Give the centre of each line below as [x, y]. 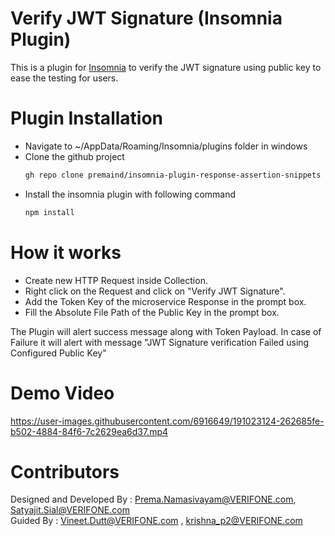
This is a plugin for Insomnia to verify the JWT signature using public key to [166, 67]
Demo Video [62, 393]
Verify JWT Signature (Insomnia [146, 18]
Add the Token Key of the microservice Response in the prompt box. [165, 301]
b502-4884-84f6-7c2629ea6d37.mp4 [89, 431]
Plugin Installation [87, 118]
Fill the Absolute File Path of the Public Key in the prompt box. [152, 312]
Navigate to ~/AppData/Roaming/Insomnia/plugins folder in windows [166, 146]
